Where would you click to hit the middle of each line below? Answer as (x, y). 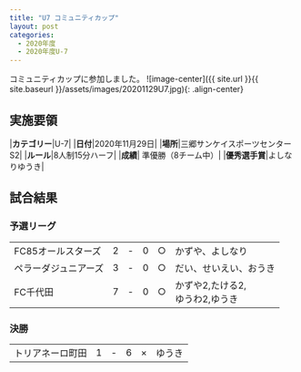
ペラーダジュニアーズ (59, 268)
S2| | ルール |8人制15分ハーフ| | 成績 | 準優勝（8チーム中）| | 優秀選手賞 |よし (147, 155)
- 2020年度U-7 (43, 52)
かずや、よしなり (211, 251)
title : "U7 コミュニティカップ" (65, 18)
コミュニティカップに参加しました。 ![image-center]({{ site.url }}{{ (134, 79)
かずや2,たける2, (211, 285)
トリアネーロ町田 (51, 353)
